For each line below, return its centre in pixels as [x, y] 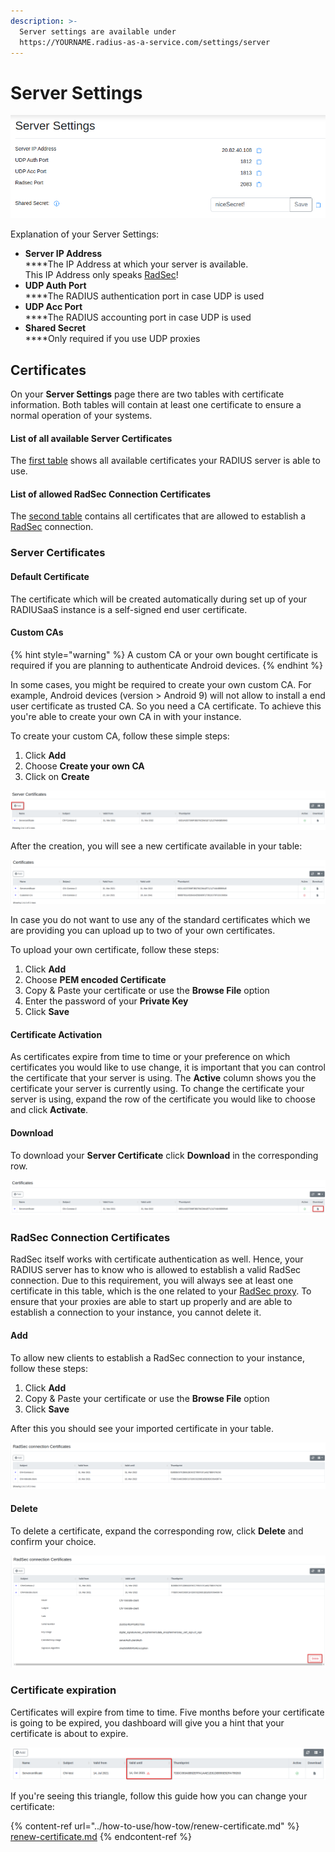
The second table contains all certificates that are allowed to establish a [158, 516]
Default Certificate [50, 576]
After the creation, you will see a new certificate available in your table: [156, 846]
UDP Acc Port [53, 307]
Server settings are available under [98, 31]
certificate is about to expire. [69, 1733]
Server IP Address [63, 254]
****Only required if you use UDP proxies [112, 339]
